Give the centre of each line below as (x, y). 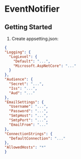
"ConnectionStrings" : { (29, 134)
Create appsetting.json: (35, 39)
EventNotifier (32, 9)
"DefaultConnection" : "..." (37, 138)
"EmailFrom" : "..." (29, 125)
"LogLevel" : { (23, 57)
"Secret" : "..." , (26, 84)
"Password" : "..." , (29, 111)
